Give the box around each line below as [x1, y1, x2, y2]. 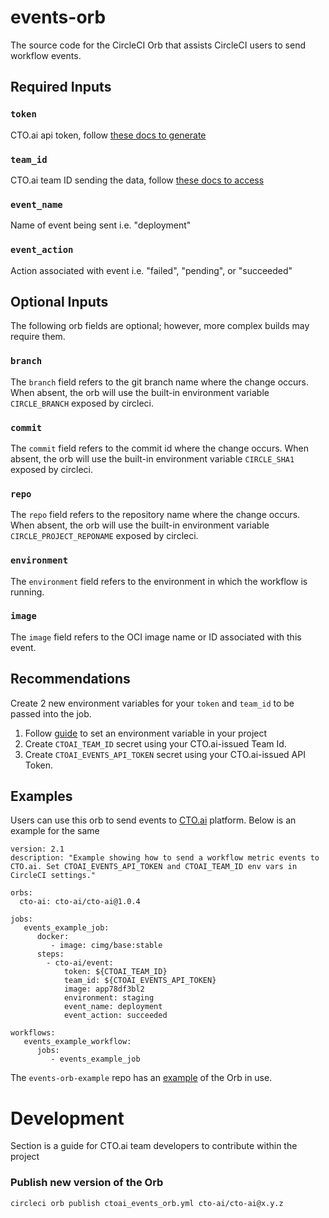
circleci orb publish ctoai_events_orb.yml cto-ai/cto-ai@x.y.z [10, 1198, 284, 1208]
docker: [36, 932, 70, 942]
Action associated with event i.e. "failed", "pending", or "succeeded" [10, 264, 293, 276]
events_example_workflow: [23, 1037, 132, 1047]
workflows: [10, 1028, 56, 1038]
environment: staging [63, 993, 155, 1003]
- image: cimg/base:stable [50, 941, 163, 951]
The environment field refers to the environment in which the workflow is [10, 575, 308, 587]
